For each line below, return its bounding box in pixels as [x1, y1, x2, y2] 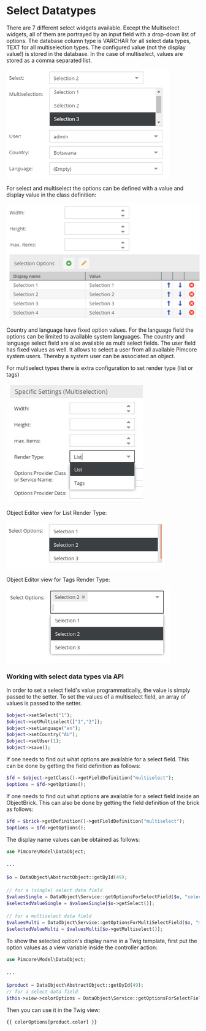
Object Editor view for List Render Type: [6, 509, 107, 516]
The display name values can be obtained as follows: [6, 836, 140, 843]
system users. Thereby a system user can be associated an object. [6, 352, 176, 359]
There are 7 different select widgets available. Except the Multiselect [6, 24, 180, 31]
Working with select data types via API [6, 672, 124, 681]
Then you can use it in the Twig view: [6, 1006, 101, 1014]
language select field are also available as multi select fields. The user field [6, 339, 196, 347]
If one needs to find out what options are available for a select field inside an [6, 792, 200, 799]
